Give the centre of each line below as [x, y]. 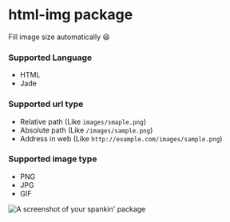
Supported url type [46, 104]
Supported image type [53, 159]
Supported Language [50, 57]
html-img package [71, 15]
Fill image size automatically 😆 [59, 37]
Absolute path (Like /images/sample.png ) [86, 130]
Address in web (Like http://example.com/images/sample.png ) [121, 138]
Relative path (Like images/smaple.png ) [83, 121]
